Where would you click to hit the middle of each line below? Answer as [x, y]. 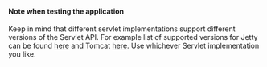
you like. [22, 54]
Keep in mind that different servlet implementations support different [122, 29]
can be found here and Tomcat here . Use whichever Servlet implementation [134, 46]
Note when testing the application [66, 11]
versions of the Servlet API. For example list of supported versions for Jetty [133, 37]
